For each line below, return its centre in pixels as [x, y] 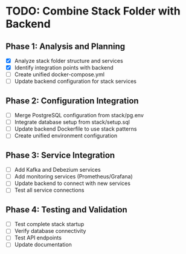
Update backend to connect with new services [72, 183]
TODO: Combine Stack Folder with [93, 11]
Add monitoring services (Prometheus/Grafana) [74, 177]
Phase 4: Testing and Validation [66, 210]
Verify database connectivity [50, 231]
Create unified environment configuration [66, 136]
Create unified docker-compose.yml [59, 74]
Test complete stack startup [49, 224]
